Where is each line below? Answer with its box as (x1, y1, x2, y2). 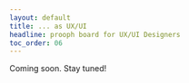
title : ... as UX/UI (9, 22, 88, 31)
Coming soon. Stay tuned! (9, 63, 107, 74)
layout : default (9, 13, 71, 23)
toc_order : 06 (9, 38, 64, 48)
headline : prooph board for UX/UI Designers (9, 30, 181, 39)
